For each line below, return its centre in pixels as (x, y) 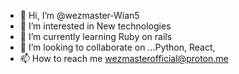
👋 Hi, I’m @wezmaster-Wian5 (79, 15)
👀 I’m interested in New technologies (95, 26)
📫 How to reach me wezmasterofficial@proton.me (124, 58)
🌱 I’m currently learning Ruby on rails (96, 36)
